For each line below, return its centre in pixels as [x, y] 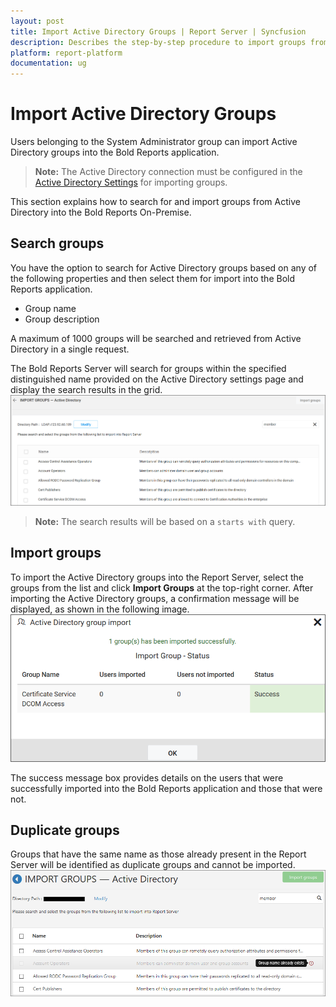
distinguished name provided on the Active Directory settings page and [157, 379]
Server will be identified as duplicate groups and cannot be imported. [153, 865]
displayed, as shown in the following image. [100, 609]
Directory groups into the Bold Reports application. [115, 152]
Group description [62, 319]
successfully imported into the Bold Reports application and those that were [166, 788]
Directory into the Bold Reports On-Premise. [101, 212]
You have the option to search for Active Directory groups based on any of [164, 267]
